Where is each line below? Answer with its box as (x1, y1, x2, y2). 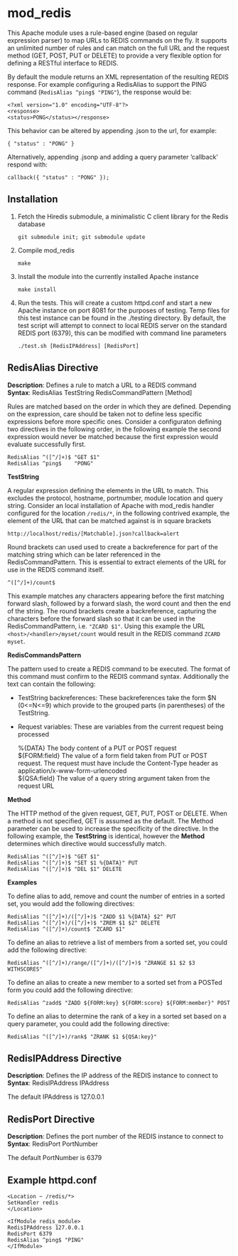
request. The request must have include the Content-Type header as (17, 759, 219, 767)
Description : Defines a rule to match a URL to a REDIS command (7, 381, 197, 389)
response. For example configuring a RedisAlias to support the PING (7, 80, 207, 88)
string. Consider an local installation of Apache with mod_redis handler (7, 501, 215, 510)
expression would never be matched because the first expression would (7, 432, 219, 440)
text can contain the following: (7, 680, 96, 688)
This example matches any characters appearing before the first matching (7, 591, 225, 600)
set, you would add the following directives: (7, 899, 135, 908)
